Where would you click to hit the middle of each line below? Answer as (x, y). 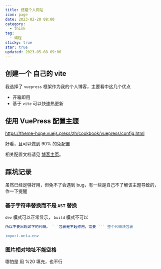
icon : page (16, 15)
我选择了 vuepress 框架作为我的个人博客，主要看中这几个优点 (68, 86)
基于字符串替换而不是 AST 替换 (41, 205)
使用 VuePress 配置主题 (42, 121)
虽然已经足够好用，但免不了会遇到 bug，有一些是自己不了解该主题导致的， (82, 185)
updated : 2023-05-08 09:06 (33, 52)
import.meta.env (22, 236)
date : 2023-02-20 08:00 (30, 19)
